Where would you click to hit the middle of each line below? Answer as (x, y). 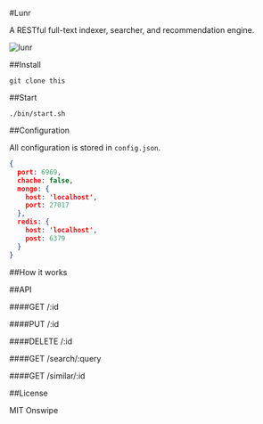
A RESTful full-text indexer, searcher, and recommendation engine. (132, 30)
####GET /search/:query (55, 358)
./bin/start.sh (37, 114)
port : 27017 (47, 205)
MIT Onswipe (34, 410)
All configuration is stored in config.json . (85, 147)
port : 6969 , (40, 172)
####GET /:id (34, 306)
